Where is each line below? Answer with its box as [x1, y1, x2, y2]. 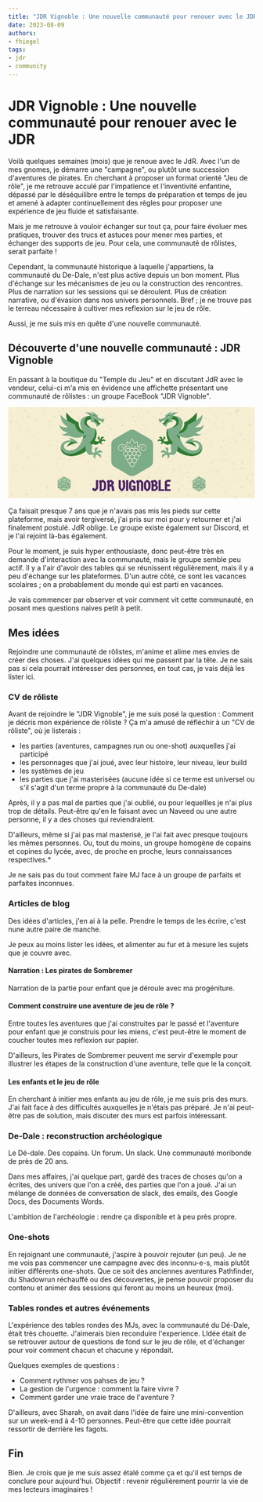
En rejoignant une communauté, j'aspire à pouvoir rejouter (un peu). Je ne [8, 1249, 247, 1259]
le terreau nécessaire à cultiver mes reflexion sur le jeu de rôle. [8, 303, 211, 313]
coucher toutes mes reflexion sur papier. [8, 1035, 139, 1044]
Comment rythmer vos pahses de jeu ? [19, 1376, 145, 1385]
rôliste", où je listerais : [8, 726, 81, 735]
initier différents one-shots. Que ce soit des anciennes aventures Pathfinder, [8, 1266, 254, 1275]
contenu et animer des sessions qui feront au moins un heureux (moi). [8, 1283, 234, 1292]
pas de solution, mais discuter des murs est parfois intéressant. [22, 1111, 228, 1121]
